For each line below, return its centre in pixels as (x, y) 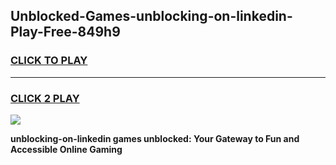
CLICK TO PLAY (49, 61)
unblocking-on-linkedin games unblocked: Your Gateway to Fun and (155, 138)
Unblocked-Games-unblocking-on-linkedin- (151, 16)
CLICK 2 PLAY (45, 98)
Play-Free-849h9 (65, 32)
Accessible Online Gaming (66, 149)
